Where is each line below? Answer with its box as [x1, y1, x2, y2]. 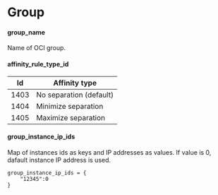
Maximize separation [36, 112, 106, 122]
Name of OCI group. [7, 44, 66, 52]
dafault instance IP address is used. [7, 155, 111, 164]
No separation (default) [36, 90, 114, 100]
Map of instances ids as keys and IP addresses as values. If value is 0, [7, 148, 212, 156]
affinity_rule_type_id [7, 59, 69, 68]
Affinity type [52, 78, 97, 88]
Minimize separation [36, 101, 104, 111]
